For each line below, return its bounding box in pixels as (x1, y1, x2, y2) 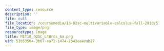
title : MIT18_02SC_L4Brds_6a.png (5, 34, 73, 39)
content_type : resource (5, 7, 54, 12)
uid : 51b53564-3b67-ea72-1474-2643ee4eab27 (5, 39, 95, 44)
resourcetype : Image (5, 30, 47, 34)
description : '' (5, 12, 38, 17)
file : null (5, 16, 27, 21)
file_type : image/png (5, 25, 49, 30)
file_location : (5, 20, 36, 26)
